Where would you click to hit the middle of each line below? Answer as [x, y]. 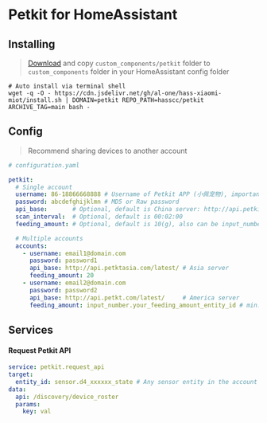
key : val [37, 412]
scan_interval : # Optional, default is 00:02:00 [99, 217]
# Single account [44, 187]
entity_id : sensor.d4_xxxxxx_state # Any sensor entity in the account [137, 382]
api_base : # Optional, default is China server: [108, 210]
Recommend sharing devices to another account [107, 151]
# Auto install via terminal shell [67, 86]
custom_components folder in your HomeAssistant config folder [128, 72]
